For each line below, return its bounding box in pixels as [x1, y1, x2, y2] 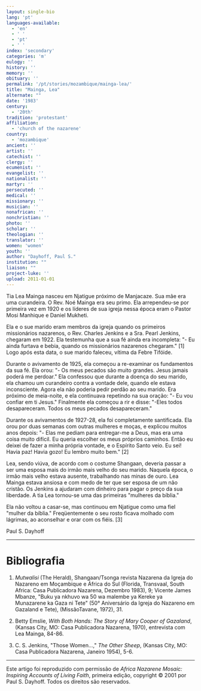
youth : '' [6, 248, 31, 254]
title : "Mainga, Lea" [6, 87, 60, 93]
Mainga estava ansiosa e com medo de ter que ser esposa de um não [6, 478, 178, 486]
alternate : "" [6, 92, 42, 98]
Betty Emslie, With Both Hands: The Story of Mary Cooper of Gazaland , [14, 617, 192, 625]
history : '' [6, 64, 36, 71]
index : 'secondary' [6, 48, 55, 54]
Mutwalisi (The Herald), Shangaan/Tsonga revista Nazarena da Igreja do [14, 574, 193, 581]
